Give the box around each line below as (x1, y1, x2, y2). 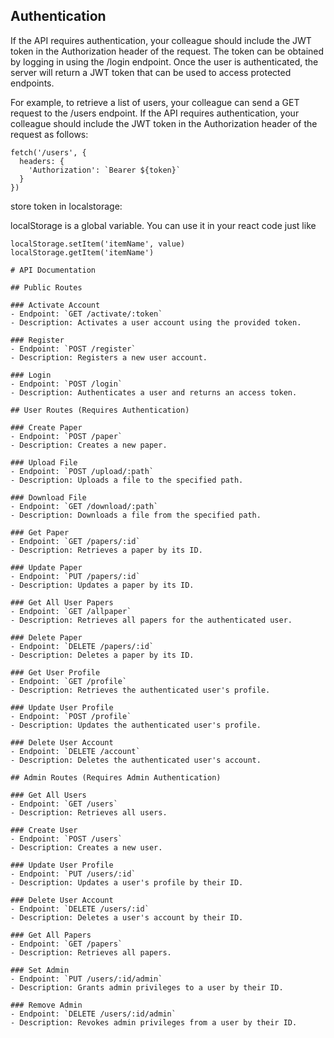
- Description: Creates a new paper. (10, 440, 168, 450)
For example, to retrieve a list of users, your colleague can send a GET (10, 96, 300, 108)
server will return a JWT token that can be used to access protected (10, 66, 292, 78)
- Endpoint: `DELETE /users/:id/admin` (10, 1009, 177, 1019)
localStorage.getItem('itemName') (10, 247, 155, 258)
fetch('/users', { (10, 147, 87, 158)
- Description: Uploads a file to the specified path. (10, 475, 244, 485)
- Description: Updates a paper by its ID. (10, 580, 195, 590)
